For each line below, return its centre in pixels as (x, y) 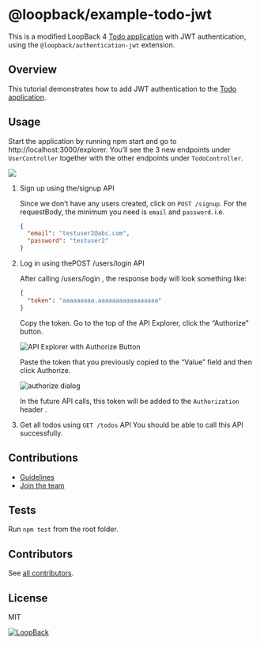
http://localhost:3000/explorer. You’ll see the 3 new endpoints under (119, 149)
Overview (33, 70)
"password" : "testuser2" (68, 241)
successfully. (41, 433)
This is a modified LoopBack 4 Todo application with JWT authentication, (127, 36)
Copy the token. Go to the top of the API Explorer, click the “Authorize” (134, 322)
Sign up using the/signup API (67, 188)
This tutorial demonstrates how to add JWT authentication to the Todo (122, 89)
